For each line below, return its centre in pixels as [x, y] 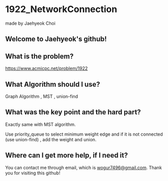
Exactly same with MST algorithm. [40, 124]
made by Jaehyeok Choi [30, 23]
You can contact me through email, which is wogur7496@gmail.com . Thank [83, 167]
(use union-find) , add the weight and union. [51, 139]
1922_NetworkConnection [61, 9]
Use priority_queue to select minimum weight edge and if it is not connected [84, 134]
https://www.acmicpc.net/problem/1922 [47, 69]
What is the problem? [39, 56]
